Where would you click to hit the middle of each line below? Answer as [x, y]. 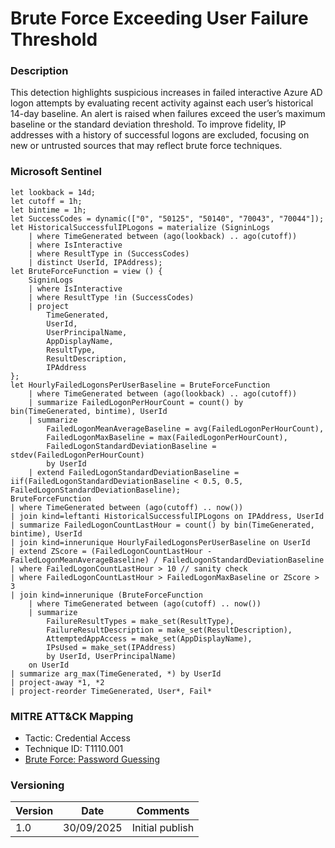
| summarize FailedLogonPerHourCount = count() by [136, 402]
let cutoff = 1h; [46, 201]
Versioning [37, 785]
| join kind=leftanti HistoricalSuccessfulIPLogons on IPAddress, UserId [167, 516]
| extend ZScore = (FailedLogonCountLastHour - [111, 551]
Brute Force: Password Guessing [92, 759]
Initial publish [163, 828]
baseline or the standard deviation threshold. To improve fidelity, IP [148, 124]
